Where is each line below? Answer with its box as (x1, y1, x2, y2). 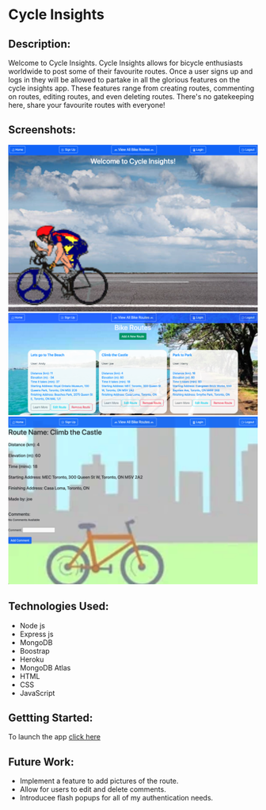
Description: (8, 37, 71, 51)
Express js (19, 629, 54, 639)
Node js (19, 620, 46, 630)
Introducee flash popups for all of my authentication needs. (19, 793, 214, 803)
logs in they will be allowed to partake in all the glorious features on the (8, 75, 240, 84)
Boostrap (19, 646, 50, 655)
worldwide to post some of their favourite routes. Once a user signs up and (8, 67, 253, 76)
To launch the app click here (8, 732, 101, 742)
